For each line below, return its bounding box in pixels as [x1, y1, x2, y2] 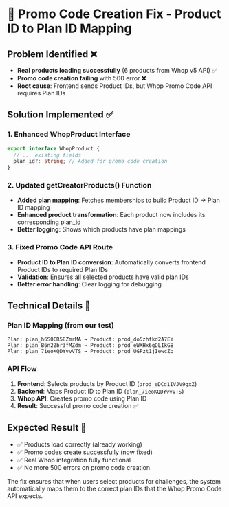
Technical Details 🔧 [7, 300, 91, 312]
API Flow [7, 364, 38, 374]
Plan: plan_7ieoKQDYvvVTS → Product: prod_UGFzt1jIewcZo [7, 348, 174, 355]
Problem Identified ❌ [7, 48, 98, 60]
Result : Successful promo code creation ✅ [17, 401, 139, 409]
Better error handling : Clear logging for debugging [17, 280, 162, 288]
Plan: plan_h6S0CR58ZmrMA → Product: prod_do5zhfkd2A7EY [7, 336, 174, 343]
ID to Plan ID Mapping [7, 21, 132, 36]
